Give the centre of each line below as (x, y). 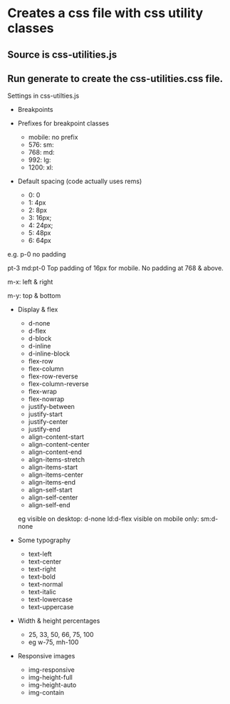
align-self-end (49, 505)
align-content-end (55, 452)
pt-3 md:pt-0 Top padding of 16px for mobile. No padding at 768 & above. (116, 268)
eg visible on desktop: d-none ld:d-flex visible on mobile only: (108, 519)
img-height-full (50, 678)
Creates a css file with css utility (105, 13)
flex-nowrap (46, 399)
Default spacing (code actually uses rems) (80, 181)
